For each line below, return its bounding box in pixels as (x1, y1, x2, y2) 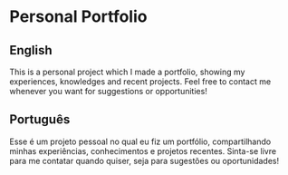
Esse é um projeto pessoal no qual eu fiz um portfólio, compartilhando (9, 136, 272, 147)
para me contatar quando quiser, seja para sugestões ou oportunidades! (9, 155, 280, 166)
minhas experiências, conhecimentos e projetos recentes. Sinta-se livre (9, 145, 277, 156)
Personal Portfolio (9, 6, 148, 27)
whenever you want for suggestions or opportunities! (9, 86, 208, 96)
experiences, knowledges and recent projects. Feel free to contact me (9, 76, 272, 87)
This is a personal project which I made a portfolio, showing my (9, 66, 245, 77)
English (9, 43, 53, 58)
